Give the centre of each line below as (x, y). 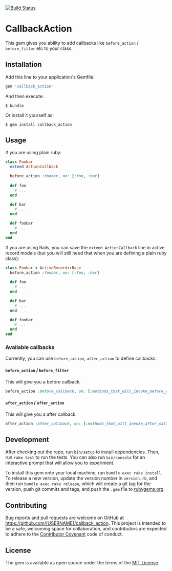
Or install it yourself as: (29, 115)
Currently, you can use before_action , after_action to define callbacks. (81, 358)
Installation (24, 65)
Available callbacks (30, 347)
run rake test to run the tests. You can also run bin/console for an (75, 457)
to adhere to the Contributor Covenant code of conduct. (64, 534)
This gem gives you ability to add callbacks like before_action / (72, 43)
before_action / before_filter (37, 370)
